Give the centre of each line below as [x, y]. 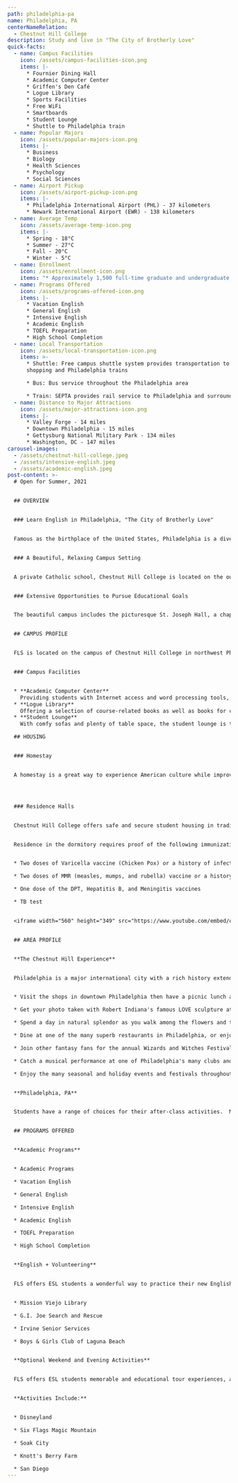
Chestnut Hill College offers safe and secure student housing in [114, 825]
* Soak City [32, 1443]
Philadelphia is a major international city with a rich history [112, 978]
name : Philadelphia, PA [42, 21]
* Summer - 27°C [50, 245]
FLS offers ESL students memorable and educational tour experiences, [120, 1379]
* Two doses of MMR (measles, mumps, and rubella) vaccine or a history [123, 876]
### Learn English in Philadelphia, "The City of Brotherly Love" [114, 520]
